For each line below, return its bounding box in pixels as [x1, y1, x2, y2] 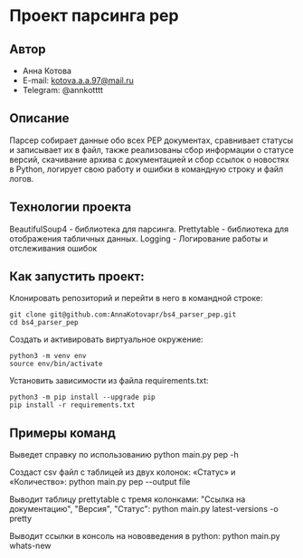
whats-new [9, 540, 52, 552]
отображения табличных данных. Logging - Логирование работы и [9, 232, 269, 244]
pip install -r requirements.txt [9, 401, 136, 410]
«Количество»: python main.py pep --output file [9, 477, 191, 487]
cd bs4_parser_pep [9, 318, 79, 327]
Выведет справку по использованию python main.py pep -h [9, 449, 240, 460]
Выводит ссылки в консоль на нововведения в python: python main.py [9, 531, 280, 542]
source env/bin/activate [9, 359, 103, 369]
